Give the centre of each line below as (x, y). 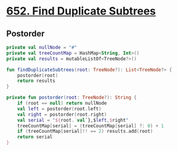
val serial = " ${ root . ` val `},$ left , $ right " (73, 120)
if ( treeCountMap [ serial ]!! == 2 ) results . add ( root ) (85, 132)
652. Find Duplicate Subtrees (81, 11)
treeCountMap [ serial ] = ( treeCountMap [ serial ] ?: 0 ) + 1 (91, 126)
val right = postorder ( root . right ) (62, 114)
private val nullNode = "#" (42, 47)
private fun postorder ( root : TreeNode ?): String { (72, 98)
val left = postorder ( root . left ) (59, 109)
